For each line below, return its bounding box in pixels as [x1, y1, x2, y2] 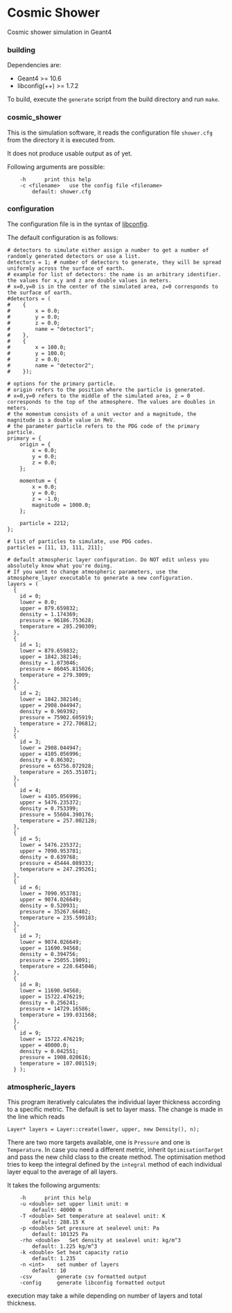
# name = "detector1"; [7, 325, 95, 332]
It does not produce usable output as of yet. [7, 149, 133, 157]
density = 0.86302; [19, 756, 76, 764]
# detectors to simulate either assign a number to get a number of [7, 246, 209, 254]
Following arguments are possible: [7, 162, 105, 171]
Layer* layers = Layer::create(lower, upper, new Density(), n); [7, 1126, 199, 1133]
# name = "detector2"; [7, 362, 95, 369]
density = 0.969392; [19, 707, 79, 715]
